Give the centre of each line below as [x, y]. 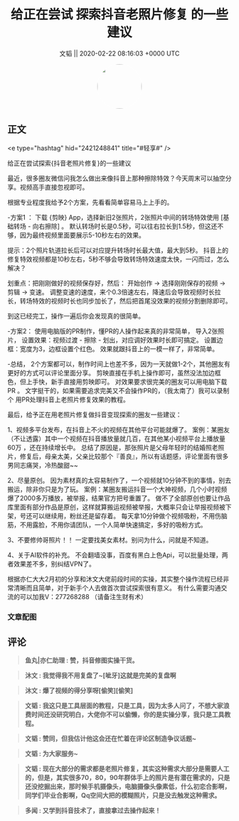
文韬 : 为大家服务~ [51, 753]
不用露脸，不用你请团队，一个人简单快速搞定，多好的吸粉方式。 [113, 525]
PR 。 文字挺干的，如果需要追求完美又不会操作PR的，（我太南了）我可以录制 [118, 390]
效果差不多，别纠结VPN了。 [54, 564]
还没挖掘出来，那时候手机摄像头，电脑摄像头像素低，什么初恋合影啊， [128, 787]
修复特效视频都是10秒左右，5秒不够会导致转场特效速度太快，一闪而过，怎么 [118, 259]
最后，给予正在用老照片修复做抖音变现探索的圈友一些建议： [95, 414]
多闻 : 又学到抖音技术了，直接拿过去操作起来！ [93, 810]
